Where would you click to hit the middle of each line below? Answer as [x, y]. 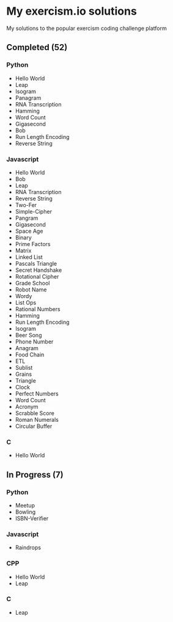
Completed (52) [37, 47]
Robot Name [31, 290]
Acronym [27, 407]
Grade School [32, 283]
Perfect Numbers [37, 394]
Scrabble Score [35, 413]
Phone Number [34, 342]
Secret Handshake [39, 270]
